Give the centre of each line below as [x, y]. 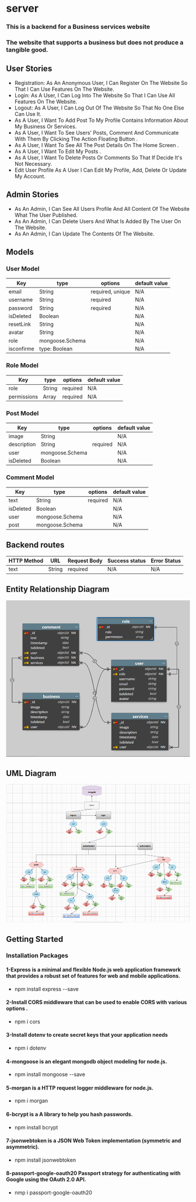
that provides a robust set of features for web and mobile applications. [93, 976]
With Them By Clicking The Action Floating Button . [76, 139]
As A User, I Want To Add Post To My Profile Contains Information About [101, 120]
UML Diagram [31, 773]
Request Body [85, 561]
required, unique [110, 292]
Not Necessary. [33, 163]
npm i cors [27, 1022]
